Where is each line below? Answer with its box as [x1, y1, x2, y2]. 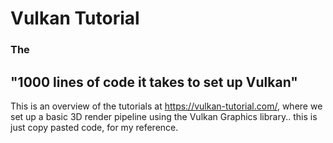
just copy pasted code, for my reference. [10, 121, 179, 133]
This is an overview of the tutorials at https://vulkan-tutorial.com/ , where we [10, 100, 323, 112]
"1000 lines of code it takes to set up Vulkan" [10, 73, 298, 91]
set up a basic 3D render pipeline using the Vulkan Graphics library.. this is [10, 110, 318, 122]
